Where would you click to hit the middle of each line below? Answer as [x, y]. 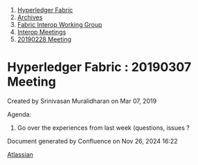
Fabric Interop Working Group [60, 25]
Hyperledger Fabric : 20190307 [99, 67]
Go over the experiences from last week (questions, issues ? [103, 128]
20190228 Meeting [44, 39]
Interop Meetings [42, 32]
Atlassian [20, 154]
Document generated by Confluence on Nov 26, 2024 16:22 [92, 141]
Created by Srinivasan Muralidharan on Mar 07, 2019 [82, 101]
